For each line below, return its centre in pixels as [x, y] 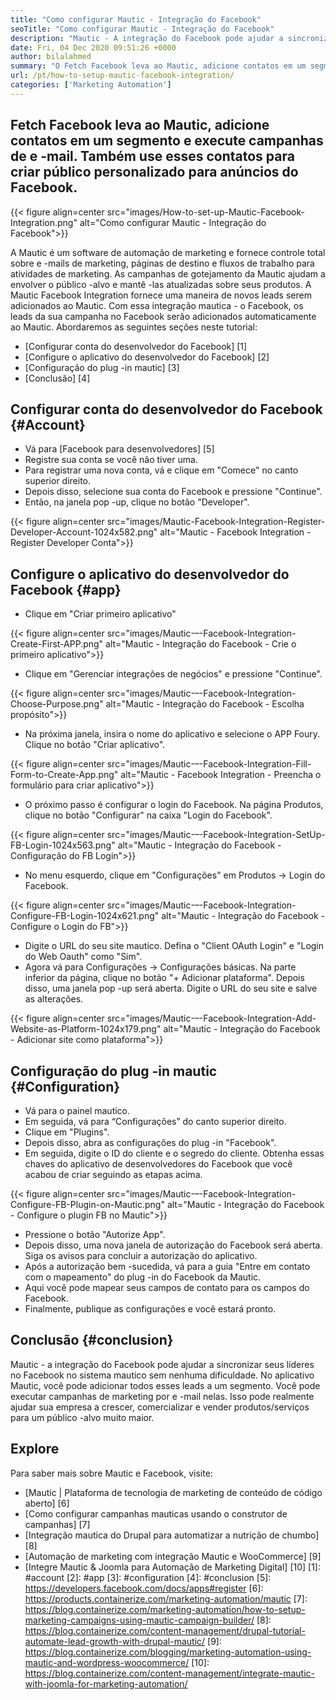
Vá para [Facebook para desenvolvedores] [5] [119, 449]
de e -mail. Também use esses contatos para [152, 156]
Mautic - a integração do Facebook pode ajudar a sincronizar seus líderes [162, 1364]
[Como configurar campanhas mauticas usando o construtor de [156, 1513]
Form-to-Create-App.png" [64, 775]
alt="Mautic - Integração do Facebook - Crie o [201, 644]
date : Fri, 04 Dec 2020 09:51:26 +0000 [93, 47]
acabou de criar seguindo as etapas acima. [113, 1174]
